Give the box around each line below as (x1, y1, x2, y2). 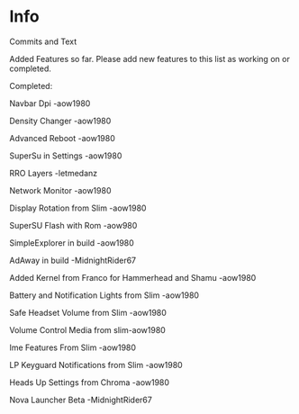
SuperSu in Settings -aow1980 (9, 150, 122, 161)
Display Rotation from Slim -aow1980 (9, 202, 147, 213)
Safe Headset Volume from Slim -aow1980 (9, 307, 167, 318)
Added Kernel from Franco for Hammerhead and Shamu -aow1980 (9, 272, 257, 283)
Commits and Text (9, 36, 77, 47)
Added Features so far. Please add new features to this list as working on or (9, 53, 290, 64)
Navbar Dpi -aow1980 (9, 97, 91, 109)
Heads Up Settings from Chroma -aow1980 (9, 376, 169, 388)
